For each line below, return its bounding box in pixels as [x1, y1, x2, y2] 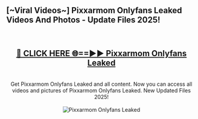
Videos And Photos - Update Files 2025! [6, 15, 161, 25]
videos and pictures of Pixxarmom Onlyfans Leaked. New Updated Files [11, 86, 191, 94]
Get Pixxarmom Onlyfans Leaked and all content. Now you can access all [10, 80, 193, 88]
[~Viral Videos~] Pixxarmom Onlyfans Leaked [6, 5, 182, 16]
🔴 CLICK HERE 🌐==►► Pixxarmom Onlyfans [16, 48, 187, 59]
